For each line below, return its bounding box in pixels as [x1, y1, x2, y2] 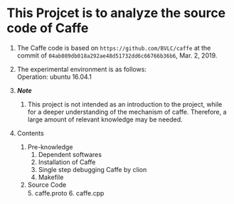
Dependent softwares [38, 150, 102, 159]
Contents [16, 129, 44, 137]
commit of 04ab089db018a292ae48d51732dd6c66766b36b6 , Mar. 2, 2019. [16, 51, 218, 60]
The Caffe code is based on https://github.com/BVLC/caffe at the [16, 43, 211, 52]
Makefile [38, 173, 64, 181]
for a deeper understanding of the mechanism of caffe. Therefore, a [27, 107, 227, 116]
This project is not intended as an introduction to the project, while [27, 100, 223, 108]
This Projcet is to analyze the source [6, 5, 226, 21]
